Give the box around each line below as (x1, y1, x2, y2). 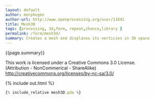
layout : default (5, 7, 40, 13)
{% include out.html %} (5, 80, 55, 86)
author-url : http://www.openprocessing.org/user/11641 (5, 17, 125, 22)
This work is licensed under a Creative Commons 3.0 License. (5, 59, 136, 65)
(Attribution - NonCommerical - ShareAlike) (5, 64, 97, 71)
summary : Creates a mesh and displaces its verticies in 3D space (5, 36, 150, 41)
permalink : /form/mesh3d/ (5, 31, 60, 36)
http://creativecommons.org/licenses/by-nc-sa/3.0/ (5, 70, 114, 76)
